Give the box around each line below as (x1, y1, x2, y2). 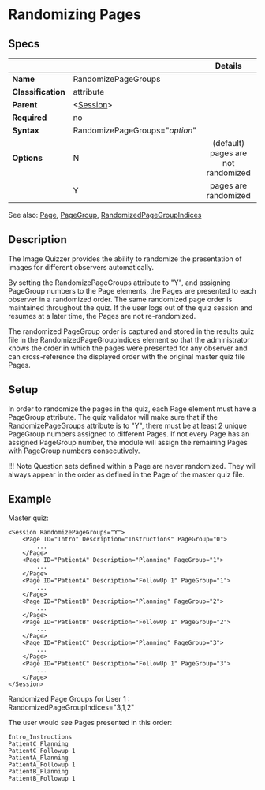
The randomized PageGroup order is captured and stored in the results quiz (8, 326, 255, 336)
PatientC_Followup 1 (8, 747, 77, 755)
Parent (12, 99, 38, 110)
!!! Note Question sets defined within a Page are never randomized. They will (8, 461, 257, 470)
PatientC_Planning (8, 740, 69, 748)
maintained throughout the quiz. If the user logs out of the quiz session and (8, 302, 253, 313)
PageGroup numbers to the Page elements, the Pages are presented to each (8, 286, 256, 295)
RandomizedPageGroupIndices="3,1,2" (8, 702, 135, 712)
